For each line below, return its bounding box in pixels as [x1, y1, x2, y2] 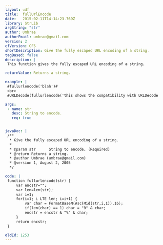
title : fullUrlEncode [5, 12, 51, 17]
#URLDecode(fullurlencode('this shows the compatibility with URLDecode [7, 93, 159, 98]
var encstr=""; [16, 183, 47, 188]
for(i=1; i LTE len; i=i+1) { [16, 197, 78, 201]
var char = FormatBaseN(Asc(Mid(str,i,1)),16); [24, 201, 123, 206]
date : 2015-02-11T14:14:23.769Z [5, 16, 76, 21]
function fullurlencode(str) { [7, 178, 71, 183]
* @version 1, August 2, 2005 [9, 160, 71, 165]
